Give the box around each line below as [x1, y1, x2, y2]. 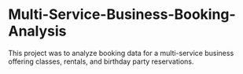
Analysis [8, 22, 67, 40]
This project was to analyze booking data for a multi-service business [8, 48, 234, 57]
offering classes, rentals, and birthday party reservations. [8, 57, 194, 66]
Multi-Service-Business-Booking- [8, 6, 236, 24]
